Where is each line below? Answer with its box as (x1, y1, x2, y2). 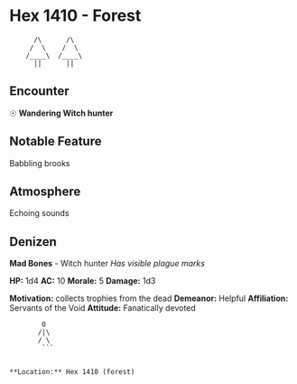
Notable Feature (9, 134, 102, 149)
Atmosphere (9, 183, 81, 199)
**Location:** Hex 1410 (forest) (9, 368, 135, 377)
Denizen (9, 234, 57, 249)
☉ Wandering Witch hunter (9, 108, 114, 118)
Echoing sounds (9, 208, 70, 219)
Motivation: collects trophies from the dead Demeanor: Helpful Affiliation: (9, 293, 289, 304)
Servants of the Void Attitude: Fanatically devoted (9, 303, 196, 314)
